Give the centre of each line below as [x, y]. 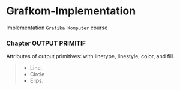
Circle [37, 74]
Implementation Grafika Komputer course [57, 28]
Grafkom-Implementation [71, 11]
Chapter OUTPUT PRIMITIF [46, 43]
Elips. [37, 81]
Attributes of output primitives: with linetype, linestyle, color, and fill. [91, 56]
